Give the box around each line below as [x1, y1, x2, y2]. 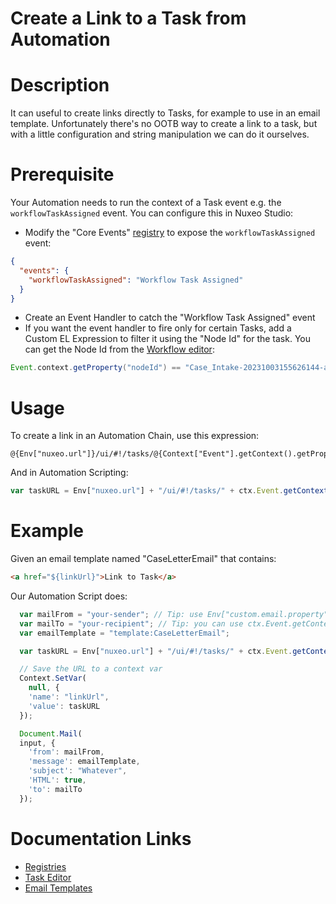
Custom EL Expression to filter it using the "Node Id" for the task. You [24, 333, 311, 345]
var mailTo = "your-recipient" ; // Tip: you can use [19, 618, 244, 629]
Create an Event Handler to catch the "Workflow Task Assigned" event [24, 312, 316, 324]
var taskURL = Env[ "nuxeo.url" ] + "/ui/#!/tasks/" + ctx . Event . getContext [10, 486, 329, 496]
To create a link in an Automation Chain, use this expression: [10, 430, 260, 442]
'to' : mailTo [28, 784, 83, 794]
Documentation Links [10, 827, 192, 850]
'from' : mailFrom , [28, 747, 105, 757]
